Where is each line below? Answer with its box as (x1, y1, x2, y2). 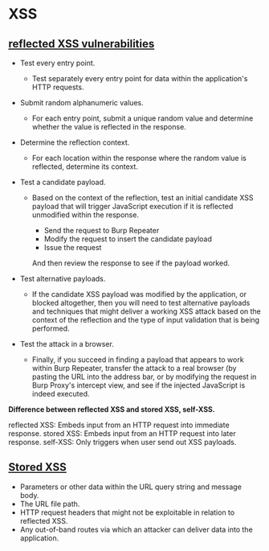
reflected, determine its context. (31, 162, 139, 171)
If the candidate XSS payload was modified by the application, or (31, 290, 247, 298)
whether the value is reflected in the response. (31, 122, 186, 131)
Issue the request (43, 243, 102, 252)
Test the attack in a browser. (19, 339, 114, 348)
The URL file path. (19, 499, 80, 508)
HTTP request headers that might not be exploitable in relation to (19, 508, 235, 517)
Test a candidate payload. (19, 178, 106, 187)
